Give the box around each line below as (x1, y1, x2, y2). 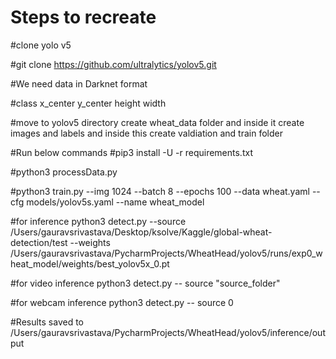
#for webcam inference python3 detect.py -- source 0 (10, 296, 234, 308)
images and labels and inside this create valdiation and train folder (10, 127, 283, 139)
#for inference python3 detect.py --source (10, 215, 187, 227)
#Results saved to (10, 316, 85, 328)
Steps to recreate (10, 6, 157, 29)
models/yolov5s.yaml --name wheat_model (26, 196, 205, 208)
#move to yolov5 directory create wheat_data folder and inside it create (10, 116, 305, 128)
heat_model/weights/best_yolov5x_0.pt (10, 257, 170, 270)
